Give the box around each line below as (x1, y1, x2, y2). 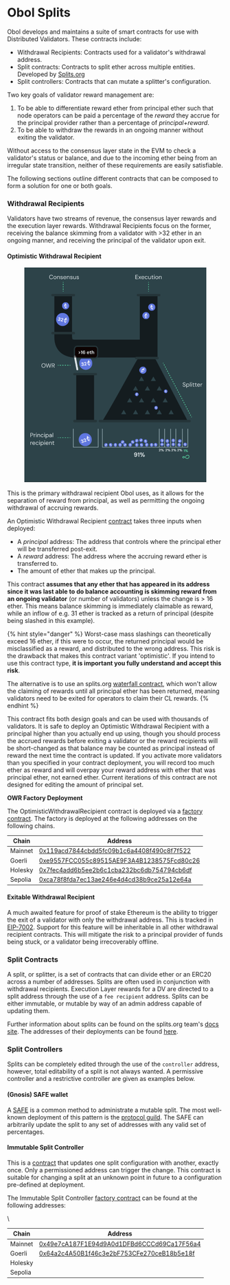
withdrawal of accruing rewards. (7, 503, 99, 512)
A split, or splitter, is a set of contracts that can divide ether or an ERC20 (7, 970, 211, 979)
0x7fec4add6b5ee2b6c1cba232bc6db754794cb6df (38, 865, 192, 874)
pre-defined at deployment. (7, 1180, 85, 1189)
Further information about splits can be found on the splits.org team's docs (7, 1020, 219, 1028)
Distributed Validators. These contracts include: (7, 34, 142, 43)
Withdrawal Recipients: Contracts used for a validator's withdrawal (16, 48, 206, 56)
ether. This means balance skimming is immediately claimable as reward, (7, 602, 214, 610)
